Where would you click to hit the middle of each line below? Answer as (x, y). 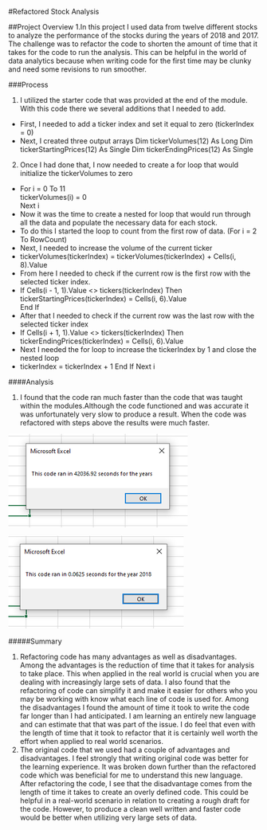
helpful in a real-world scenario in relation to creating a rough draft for (135, 801)
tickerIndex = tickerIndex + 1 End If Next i (87, 366)
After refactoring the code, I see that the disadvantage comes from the (136, 783)
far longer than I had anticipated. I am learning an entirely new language (138, 716)
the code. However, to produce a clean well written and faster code (130, 809)
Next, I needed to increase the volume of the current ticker (116, 248)
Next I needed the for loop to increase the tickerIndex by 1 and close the (138, 349)
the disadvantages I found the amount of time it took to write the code (134, 707)
